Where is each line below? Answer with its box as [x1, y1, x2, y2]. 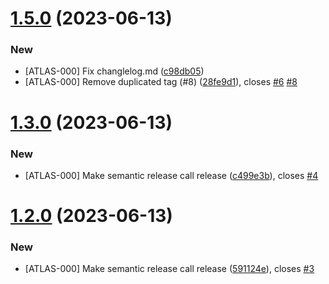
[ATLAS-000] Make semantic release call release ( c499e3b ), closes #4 [24, 169, 319, 181]
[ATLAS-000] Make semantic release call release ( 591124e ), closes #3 [24, 263, 315, 275]
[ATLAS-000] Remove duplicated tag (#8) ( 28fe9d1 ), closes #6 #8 [24, 76, 298, 88]
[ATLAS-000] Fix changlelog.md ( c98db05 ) [24, 65, 205, 77]
